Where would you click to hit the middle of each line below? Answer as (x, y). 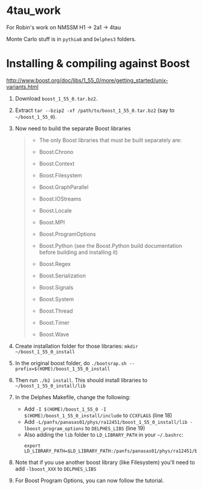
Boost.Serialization (63, 276)
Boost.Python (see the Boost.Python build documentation (111, 245)
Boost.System (56, 299)
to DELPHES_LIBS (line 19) (115, 428)
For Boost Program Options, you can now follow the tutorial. (89, 480)
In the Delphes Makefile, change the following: (73, 397)
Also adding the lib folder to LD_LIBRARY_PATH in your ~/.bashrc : (104, 434)
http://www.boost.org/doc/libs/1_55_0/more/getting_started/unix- (87, 80)
